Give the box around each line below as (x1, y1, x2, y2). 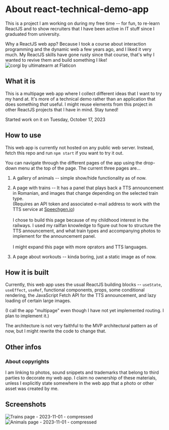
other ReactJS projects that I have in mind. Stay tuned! (5, 106, 119, 112)
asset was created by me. (5, 385, 59, 392)
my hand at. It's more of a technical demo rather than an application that (5, 96, 155, 102)
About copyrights (5, 358, 49, 365)
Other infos (5, 342, 42, 351)
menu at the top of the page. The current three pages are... (18, 165, 141, 171)
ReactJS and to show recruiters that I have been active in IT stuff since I (5, 25, 155, 31)
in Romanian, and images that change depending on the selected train (12, 190, 158, 196)
